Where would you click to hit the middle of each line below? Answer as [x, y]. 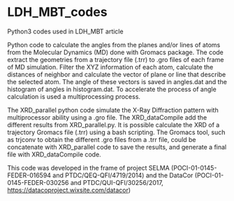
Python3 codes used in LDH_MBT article [65, 31]
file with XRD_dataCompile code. [54, 154]
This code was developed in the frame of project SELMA [88, 168]
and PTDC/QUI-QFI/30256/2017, [117, 182]
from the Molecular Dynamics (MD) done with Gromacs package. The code [115, 52]
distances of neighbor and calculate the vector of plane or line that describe [117, 74]
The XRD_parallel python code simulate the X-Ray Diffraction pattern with [113, 110]
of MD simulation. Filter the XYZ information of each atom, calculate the [110, 67]
